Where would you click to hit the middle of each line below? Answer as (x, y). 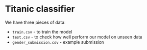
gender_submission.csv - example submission (58, 42)
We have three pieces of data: (36, 22)
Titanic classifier (40, 9)
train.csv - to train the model (42, 32)
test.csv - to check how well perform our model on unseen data (77, 37)
